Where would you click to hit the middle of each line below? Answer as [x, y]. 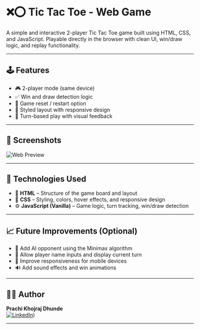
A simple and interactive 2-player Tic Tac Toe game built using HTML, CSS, [99, 32]
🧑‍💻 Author [26, 294]
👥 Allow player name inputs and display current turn [78, 255]
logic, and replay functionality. [43, 45]
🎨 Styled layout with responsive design [62, 110]
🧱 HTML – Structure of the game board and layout [76, 193]
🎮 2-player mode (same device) [55, 88]
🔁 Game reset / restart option [50, 103]
